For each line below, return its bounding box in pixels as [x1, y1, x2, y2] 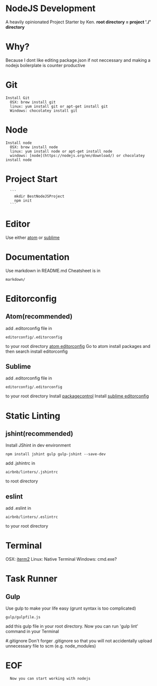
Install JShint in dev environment [5, 443, 71, 448]
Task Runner [5, 573, 58, 584]
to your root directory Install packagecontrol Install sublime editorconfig [5, 393, 149, 399]
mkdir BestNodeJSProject [14, 194, 65, 199]
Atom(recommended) [5, 312, 72, 321]
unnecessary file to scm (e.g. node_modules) [5, 643, 96, 649]
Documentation [5, 251, 70, 262]
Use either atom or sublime [5, 234, 60, 240]
